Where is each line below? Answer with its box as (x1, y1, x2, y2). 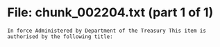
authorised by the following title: (7, 33, 113, 40)
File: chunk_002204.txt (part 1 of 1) (7, 5, 214, 20)
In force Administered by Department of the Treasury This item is (7, 27, 207, 34)
